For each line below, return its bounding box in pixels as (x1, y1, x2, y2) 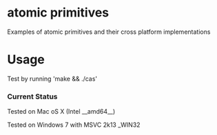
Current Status (7, 92, 58, 101)
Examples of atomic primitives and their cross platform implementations (7, 28, 211, 36)
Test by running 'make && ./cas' (7, 74, 98, 83)
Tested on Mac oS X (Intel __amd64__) (7, 107, 116, 116)
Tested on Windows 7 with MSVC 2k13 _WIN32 (7, 121, 141, 129)
